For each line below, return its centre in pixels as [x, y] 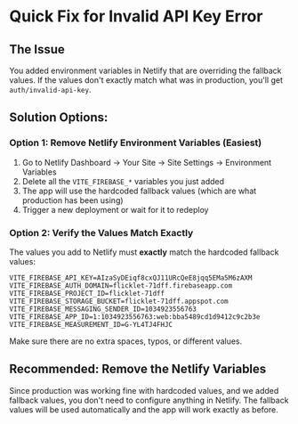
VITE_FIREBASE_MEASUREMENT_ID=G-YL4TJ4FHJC [91, 324]
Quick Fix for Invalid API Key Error [136, 16]
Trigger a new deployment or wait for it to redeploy [115, 209]
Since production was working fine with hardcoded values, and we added [144, 390]
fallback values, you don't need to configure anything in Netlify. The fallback [149, 400]
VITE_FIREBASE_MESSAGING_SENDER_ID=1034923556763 [103, 309]
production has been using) [72, 200]
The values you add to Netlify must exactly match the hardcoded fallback [144, 252]
